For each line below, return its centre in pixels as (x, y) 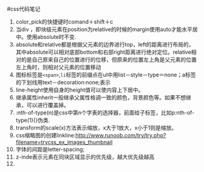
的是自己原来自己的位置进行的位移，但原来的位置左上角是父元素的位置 (109, 60)
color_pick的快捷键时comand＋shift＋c (64, 22)
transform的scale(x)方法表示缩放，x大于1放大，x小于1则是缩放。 (96, 128)
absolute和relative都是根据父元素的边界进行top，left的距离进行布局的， (105, 45)
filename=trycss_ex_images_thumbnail (64, 142)
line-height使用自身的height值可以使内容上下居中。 (80, 90)
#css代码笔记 (24, 9)
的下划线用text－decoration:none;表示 (63, 82)
